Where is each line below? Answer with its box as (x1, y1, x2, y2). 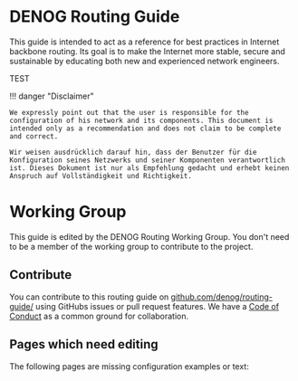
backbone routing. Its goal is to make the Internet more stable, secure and (9, 45, 285, 56)
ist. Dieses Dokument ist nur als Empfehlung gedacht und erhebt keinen (9, 163, 290, 173)
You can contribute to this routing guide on (9, 291, 169, 302)
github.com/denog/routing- (170, 291, 274, 302)
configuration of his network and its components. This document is (9, 116, 274, 125)
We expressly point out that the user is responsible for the (9, 108, 249, 117)
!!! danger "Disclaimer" (9, 90, 94, 101)
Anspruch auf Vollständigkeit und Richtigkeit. (9, 171, 193, 180)
